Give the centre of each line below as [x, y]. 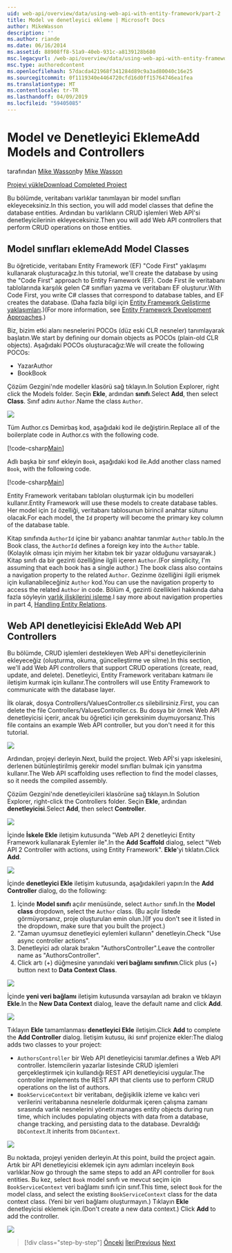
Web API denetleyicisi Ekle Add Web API [94, 626]
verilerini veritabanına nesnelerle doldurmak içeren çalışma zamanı [112, 1102]
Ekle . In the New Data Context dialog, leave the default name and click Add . [115, 1004]
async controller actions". [54, 941]
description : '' [30, 33]
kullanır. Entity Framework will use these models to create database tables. [113, 503]
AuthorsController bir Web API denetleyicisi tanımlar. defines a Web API [119, 1058]
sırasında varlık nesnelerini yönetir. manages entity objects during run [115, 1109]
